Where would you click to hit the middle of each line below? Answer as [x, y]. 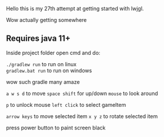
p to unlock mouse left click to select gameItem [66, 105]
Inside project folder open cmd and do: [53, 53]
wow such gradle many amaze [43, 81]
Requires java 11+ [38, 39]
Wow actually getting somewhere [46, 20]
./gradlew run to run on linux [41, 64]
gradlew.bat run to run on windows [49, 70]
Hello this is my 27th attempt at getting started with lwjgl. [75, 9]
